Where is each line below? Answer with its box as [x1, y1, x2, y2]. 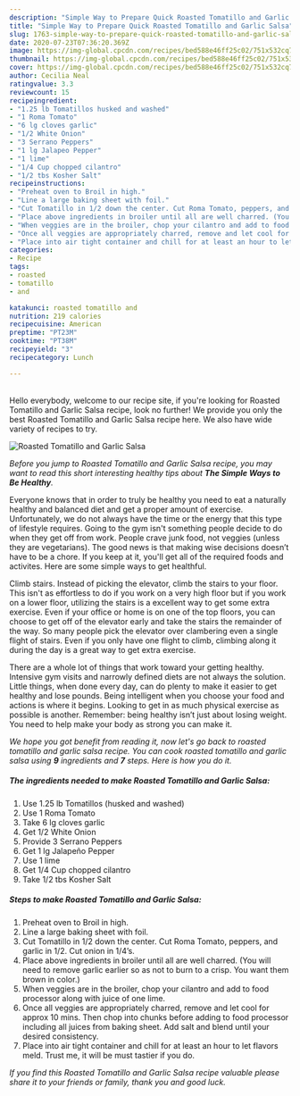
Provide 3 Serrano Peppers [21, 836, 122, 847]
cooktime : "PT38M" [9, 337, 78, 346]
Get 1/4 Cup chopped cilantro [21, 864, 131, 875]
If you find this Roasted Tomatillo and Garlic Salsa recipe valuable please [9, 1067, 279, 1077]
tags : [9, 263, 29, 272]
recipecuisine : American [9, 320, 102, 329]
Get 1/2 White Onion [21, 826, 96, 837]
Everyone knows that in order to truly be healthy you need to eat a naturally [9, 494, 287, 505]
